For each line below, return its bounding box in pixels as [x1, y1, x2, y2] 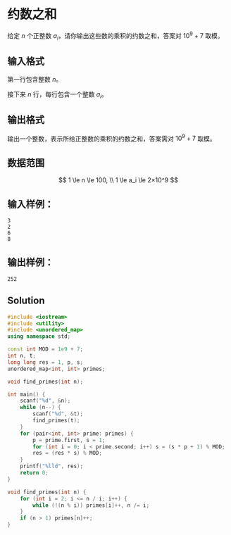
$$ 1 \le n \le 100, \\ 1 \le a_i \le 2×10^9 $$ [58, 176, 178, 184]
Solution [7, 295, 45, 307]
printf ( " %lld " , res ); [20, 462, 83, 470]
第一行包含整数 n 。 [7, 75, 63, 84]
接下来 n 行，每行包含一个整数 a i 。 [7, 90, 108, 100]
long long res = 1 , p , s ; [7, 358, 83, 366]
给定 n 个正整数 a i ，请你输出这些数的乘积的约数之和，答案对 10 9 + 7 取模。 [7, 30, 224, 42]
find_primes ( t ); [32, 417, 80, 424]
